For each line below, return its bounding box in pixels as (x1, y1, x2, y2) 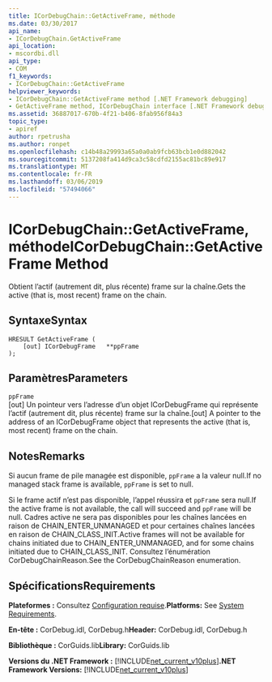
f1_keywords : (8, 72, 53, 80)
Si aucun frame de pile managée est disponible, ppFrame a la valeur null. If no (8, 471, 261, 481)
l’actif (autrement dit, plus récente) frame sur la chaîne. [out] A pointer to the (8, 409, 261, 418)
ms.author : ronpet (8, 139, 70, 148)
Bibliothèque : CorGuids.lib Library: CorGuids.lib (8, 640, 170, 650)
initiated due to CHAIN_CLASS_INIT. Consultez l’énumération (8, 547, 210, 556)
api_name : (8, 27, 42, 35)
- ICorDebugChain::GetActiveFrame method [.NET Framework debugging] (8, 95, 249, 103)
